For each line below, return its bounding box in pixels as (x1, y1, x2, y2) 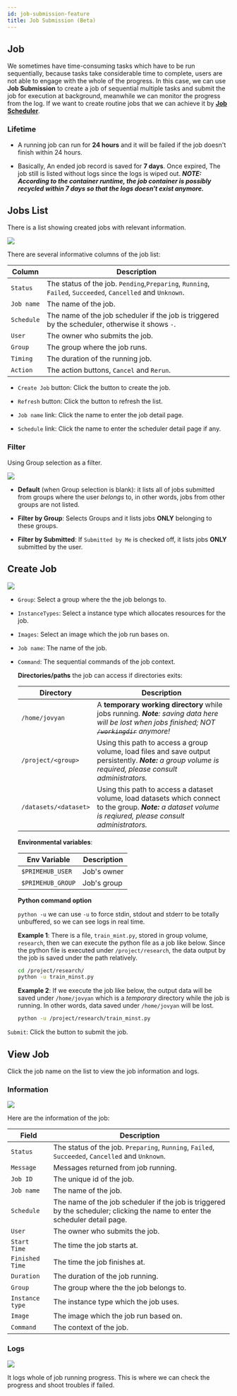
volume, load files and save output (97, 746, 211, 756)
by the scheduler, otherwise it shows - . (47, 319, 176, 329)
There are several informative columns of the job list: (7, 250, 161, 258)
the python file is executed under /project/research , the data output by (17, 945, 226, 954)
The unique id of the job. (53, 1174, 135, 1184)
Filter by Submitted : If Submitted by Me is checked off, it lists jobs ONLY (17, 535, 227, 544)
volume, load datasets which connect (97, 793, 221, 803)
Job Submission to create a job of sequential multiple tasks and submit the (7, 84, 226, 93)
